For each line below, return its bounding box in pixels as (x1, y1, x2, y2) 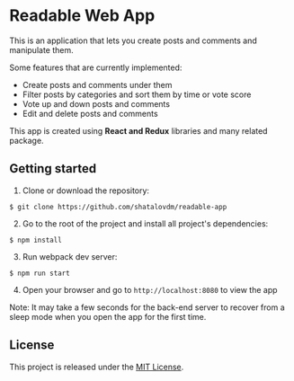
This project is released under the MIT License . (9, 361, 184, 372)
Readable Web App (9, 5, 156, 26)
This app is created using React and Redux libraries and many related (9, 125, 268, 136)
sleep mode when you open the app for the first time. (9, 311, 207, 322)
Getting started (9, 161, 97, 176)
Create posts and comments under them (22, 79, 173, 90)
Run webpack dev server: (22, 251, 118, 261)
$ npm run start (9, 269, 70, 278)
